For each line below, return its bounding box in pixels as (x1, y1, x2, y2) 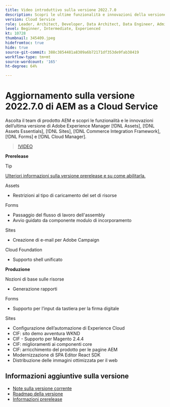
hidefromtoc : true (5, 40, 44, 46)
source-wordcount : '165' (5, 59, 58, 64)
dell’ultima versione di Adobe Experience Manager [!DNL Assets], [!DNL (5, 123, 155, 129)
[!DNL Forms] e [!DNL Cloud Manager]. (5, 133, 87, 140)
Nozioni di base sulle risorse (5, 276, 64, 282)
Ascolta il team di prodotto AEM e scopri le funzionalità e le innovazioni (5, 117, 153, 124)
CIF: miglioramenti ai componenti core (12, 341, 93, 347)
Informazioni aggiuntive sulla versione (5, 372, 129, 381)
